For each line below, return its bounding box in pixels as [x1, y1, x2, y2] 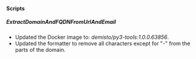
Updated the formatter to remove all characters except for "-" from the [14, 39, 191, 47]
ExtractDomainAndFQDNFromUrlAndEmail [6, 18, 116, 26]
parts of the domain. [14, 46, 66, 53]
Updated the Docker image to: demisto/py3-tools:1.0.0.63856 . [14, 33, 169, 41]
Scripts [6, 5, 25, 12]
